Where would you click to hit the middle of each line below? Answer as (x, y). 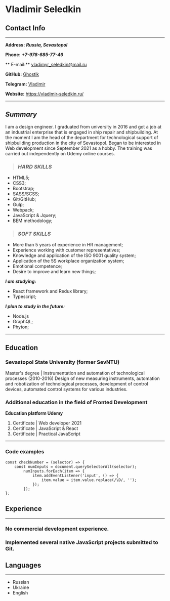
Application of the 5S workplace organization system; (68, 261)
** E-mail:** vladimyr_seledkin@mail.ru (46, 65)
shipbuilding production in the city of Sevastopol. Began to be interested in (83, 143)
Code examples (25, 452)
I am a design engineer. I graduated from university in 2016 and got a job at (83, 126)
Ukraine (21, 587)
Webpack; (23, 210)
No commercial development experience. (57, 529)
